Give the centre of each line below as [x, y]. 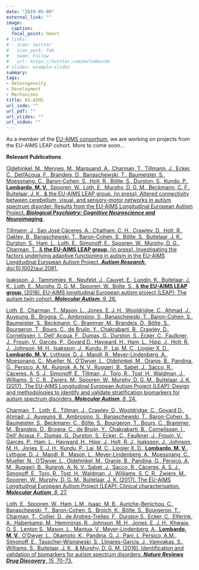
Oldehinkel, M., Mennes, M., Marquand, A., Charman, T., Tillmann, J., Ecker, [99, 169]
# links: [17, 39]
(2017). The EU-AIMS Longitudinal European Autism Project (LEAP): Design [98, 386]
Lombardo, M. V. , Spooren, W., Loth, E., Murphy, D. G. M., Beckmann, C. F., [98, 187]
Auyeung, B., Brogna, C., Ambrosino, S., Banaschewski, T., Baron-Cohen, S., [99, 317]
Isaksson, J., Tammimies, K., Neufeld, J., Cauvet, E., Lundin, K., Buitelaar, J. [98, 280]
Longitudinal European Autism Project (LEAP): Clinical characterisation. [93, 486]
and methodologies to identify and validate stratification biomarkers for [93, 392]
